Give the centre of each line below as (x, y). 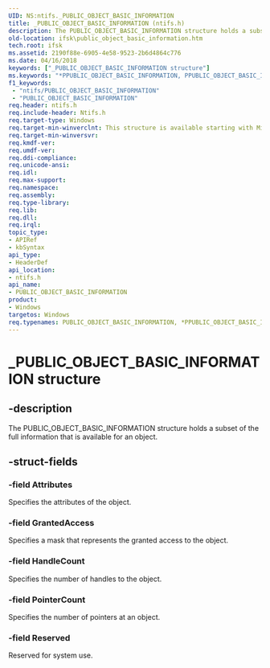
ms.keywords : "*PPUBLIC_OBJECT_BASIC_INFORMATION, (95, 76)
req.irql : (25, 225)
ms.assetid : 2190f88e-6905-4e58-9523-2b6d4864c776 (95, 53)
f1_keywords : (30, 83)
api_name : (25, 285)
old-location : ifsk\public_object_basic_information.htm (106, 38)
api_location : (32, 270)
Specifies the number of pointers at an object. (84, 617)
